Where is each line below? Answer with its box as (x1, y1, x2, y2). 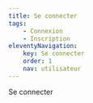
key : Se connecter (23, 49, 85, 58)
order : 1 (23, 58, 53, 66)
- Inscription (23, 34, 70, 43)
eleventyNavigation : (8, 42, 78, 50)
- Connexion (23, 27, 63, 35)
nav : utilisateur (23, 65, 82, 73)
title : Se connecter (8, 11, 78, 20)
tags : (8, 19, 27, 28)
